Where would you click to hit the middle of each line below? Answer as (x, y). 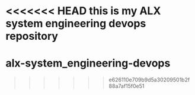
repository (32, 36)
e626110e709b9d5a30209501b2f (149, 80)
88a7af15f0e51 (127, 86)
